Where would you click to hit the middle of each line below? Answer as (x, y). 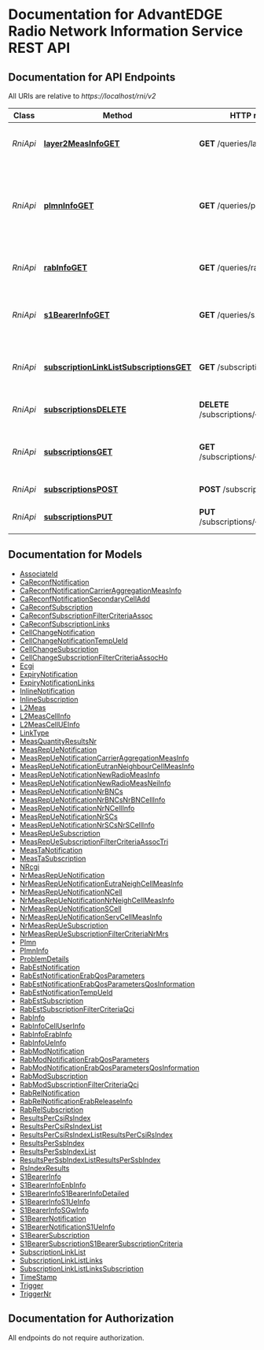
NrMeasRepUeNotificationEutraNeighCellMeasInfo (101, 883)
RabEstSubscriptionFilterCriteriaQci (77, 1009)
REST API (39, 48)
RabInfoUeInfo (43, 1043)
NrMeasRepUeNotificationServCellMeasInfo (91, 917)
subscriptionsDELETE (85, 409)
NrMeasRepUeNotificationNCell (71, 891)
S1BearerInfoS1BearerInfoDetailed (74, 1193)
